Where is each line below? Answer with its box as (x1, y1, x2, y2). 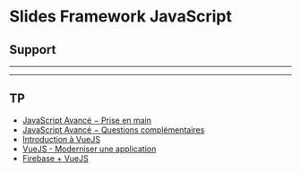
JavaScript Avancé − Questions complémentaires (21, 124, 205, 135)
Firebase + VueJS (21, 152, 89, 163)
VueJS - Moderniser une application (21, 143, 157, 154)
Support (9, 42, 56, 57)
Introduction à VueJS (21, 133, 101, 144)
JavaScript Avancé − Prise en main (21, 115, 152, 125)
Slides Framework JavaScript (9, 6, 233, 27)
